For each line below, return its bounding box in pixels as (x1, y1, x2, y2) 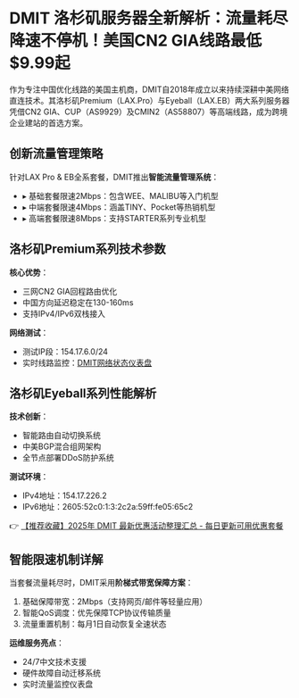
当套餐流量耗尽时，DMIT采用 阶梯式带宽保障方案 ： (9, 578, 194, 588)
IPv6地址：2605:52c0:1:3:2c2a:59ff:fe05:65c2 (21, 502, 194, 512)
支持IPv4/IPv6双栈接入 (21, 308, 105, 319)
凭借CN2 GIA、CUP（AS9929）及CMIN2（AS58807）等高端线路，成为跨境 (9, 106, 288, 117)
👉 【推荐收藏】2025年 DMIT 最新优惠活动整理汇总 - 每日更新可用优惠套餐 (9, 520, 284, 531)
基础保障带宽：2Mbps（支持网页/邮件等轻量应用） (21, 596, 208, 607)
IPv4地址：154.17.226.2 (21, 490, 107, 501)
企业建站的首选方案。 (9, 117, 87, 128)
